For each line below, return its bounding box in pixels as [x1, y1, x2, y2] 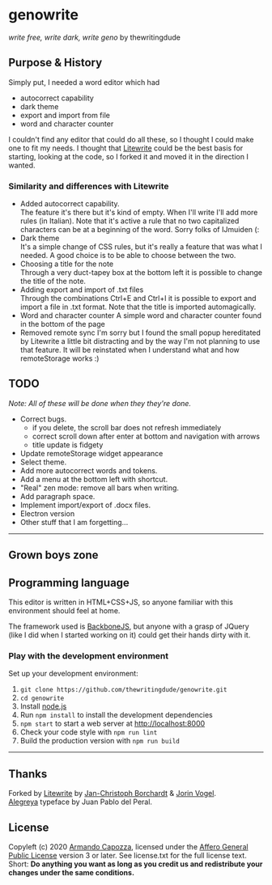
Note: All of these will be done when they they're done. [8, 398, 192, 408]
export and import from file [19, 110, 111, 120]
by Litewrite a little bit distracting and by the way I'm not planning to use [19, 337, 261, 346]
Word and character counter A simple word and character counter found [19, 311, 261, 320]
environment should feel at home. [8, 606, 121, 616]
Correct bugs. [19, 414, 67, 424]
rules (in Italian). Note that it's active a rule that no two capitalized [19, 216, 240, 226]
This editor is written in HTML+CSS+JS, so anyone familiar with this [8, 597, 233, 608]
